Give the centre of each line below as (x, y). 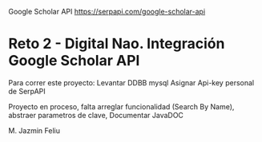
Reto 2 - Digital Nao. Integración (117, 44)
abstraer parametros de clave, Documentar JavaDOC (96, 115)
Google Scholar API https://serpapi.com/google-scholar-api (107, 12)
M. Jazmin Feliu (34, 130)
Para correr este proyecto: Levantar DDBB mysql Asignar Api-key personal (131, 82)
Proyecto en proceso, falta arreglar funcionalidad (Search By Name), (121, 106)
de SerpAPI (27, 91)
